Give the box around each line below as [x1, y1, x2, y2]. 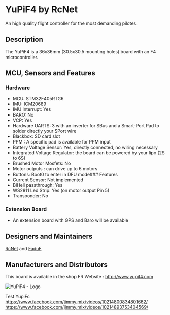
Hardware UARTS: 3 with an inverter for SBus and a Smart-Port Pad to [12, 123, 160, 129]
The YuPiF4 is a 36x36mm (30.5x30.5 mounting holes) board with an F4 [5, 48, 156, 54]
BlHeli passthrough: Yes [12, 182, 63, 188]
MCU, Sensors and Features [5, 69, 95, 77]
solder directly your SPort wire [12, 128, 77, 134]
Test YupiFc [5, 294, 30, 300]
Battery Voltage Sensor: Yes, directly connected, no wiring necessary [12, 144, 158, 151]
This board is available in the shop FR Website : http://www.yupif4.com [5, 274, 153, 280]
